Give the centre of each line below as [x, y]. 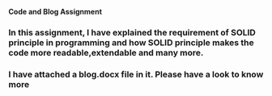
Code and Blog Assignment [55, 12]
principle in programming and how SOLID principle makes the [132, 42]
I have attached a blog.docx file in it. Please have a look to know [136, 74]
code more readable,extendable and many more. [106, 52]
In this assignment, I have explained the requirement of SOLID [132, 32]
